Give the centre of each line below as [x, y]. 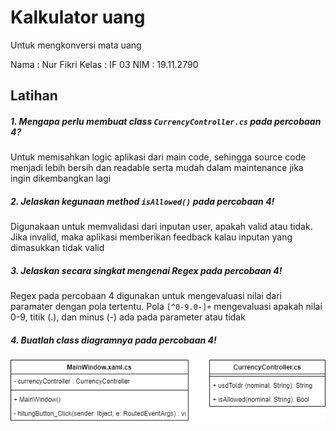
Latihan [34, 96]
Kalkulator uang [78, 17]
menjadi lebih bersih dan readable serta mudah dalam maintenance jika [157, 168]
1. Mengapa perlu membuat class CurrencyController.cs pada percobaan [166, 121]
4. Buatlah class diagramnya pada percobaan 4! [113, 340]
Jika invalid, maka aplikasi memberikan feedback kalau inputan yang [151, 237]
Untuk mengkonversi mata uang [76, 45]
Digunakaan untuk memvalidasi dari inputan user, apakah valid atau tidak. [161, 227]
